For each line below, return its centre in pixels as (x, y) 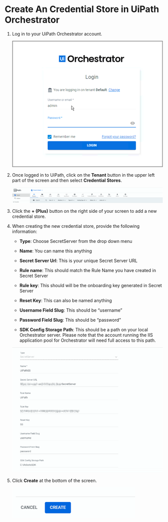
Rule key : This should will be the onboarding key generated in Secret (91, 285)
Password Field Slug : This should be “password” (70, 320)
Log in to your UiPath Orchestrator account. (57, 34)
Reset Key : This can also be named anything (66, 300)
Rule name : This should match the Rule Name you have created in (88, 270)
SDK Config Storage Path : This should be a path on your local (84, 329)
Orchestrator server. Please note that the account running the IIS (86, 335)
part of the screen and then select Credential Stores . (67, 180)
